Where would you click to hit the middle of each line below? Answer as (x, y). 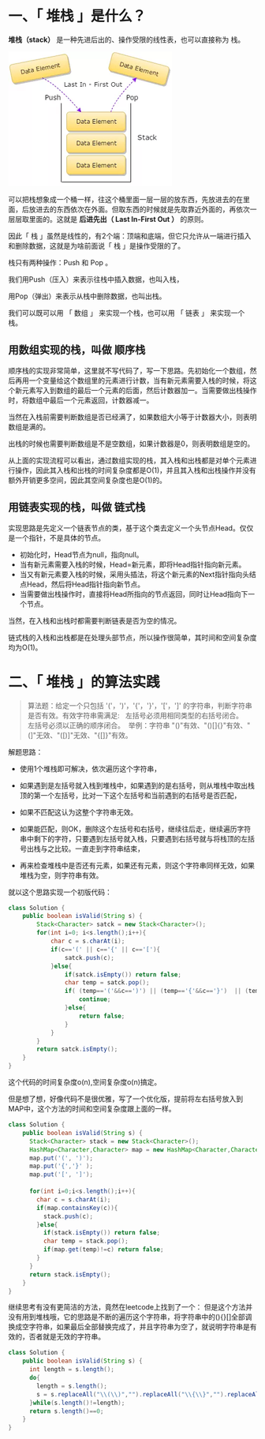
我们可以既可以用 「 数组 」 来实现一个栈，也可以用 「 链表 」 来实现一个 (127, 313)
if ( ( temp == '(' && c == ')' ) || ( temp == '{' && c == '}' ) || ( (157, 991)
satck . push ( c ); (89, 957)
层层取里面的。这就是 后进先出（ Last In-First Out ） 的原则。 (108, 219)
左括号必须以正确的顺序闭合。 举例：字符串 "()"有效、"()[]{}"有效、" (139, 725)
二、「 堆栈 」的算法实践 (84, 682)
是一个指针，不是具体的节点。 (56, 538)
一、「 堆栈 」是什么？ (77, 16)
